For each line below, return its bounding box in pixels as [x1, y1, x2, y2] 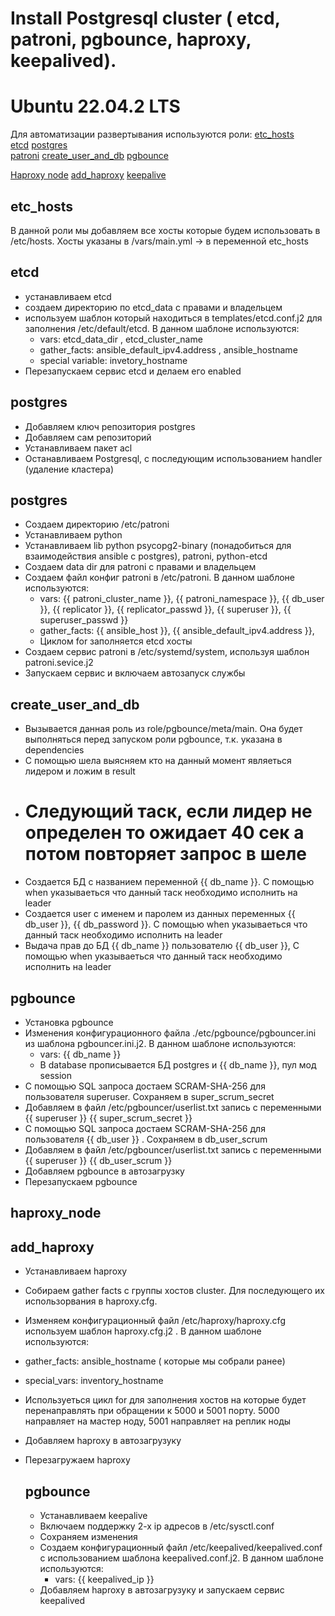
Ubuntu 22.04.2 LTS [10, 95, 181, 118]
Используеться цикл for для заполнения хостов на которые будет [24, 1394, 307, 1406]
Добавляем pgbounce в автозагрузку [24, 1165, 185, 1177]
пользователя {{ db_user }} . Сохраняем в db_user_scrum [24, 1133, 268, 1145]
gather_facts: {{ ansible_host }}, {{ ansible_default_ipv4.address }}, [39, 625, 315, 637]
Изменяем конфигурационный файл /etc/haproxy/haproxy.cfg [24, 1315, 286, 1327]
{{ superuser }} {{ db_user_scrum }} [24, 1154, 173, 1166]
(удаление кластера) [24, 463, 115, 475]
